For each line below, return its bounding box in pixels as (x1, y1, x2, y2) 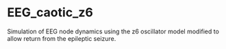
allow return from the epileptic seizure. (7, 34, 116, 42)
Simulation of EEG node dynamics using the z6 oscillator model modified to (7, 27, 219, 35)
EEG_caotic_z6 (7, 5, 94, 20)
